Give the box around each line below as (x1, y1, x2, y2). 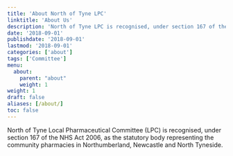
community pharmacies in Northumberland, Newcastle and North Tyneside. (7, 140, 223, 149)
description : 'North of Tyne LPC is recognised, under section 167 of (7, 23, 216, 30)
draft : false (7, 94, 45, 101)
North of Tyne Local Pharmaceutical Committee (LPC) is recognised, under (7, 125, 222, 134)
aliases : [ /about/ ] (7, 101, 64, 107)
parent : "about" (19, 74, 67, 82)
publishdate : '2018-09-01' (7, 36, 85, 43)
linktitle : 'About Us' (7, 17, 73, 24)
